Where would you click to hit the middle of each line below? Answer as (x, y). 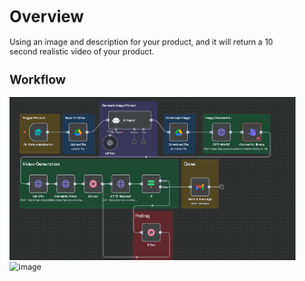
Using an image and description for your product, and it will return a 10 (142, 42)
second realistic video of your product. (82, 51)
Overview (47, 17)
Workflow (38, 80)
